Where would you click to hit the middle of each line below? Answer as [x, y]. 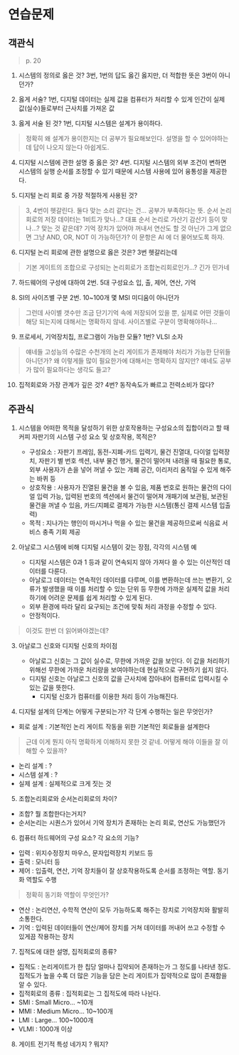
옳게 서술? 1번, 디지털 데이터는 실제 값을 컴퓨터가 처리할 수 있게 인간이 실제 [122, 99]
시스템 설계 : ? [38, 774]
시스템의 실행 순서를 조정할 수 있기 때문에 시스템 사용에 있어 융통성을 [113, 171]
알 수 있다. [33, 984]
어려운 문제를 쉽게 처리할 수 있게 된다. [100, 598]
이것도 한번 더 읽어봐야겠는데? [67, 630]
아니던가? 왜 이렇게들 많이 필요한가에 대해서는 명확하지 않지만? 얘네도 [122, 361]
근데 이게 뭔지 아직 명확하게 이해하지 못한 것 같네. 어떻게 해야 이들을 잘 [123, 741]
